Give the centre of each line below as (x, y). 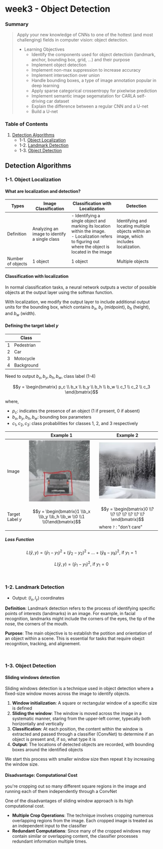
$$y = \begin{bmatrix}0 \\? (128, 509)
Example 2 (127, 435)
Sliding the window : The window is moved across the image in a (77, 713)
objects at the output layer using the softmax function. (59, 292)
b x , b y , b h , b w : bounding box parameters (52, 418)
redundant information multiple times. (49, 841)
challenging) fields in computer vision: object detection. (73, 40)
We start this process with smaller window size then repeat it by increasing (80, 759)
